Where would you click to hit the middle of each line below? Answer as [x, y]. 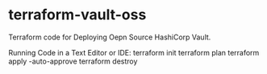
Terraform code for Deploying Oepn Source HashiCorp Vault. [110, 37]
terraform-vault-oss [77, 15]
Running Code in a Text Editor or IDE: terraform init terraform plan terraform [134, 52]
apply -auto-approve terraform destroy [73, 61]
